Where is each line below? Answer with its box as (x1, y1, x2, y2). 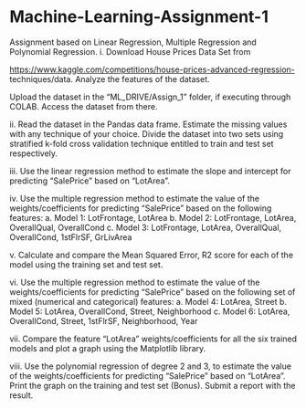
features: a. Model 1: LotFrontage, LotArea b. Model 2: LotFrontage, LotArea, (9, 212, 297, 223)
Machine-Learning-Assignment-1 (9, 6, 269, 27)
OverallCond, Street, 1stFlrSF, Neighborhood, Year (9, 315, 198, 326)
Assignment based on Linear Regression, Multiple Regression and (9, 37, 258, 47)
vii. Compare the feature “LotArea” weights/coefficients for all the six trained (9, 333, 298, 344)
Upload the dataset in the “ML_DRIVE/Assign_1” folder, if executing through (9, 91, 291, 102)
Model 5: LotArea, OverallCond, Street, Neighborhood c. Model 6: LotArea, (9, 306, 290, 317)
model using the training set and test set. (9, 258, 164, 270)
